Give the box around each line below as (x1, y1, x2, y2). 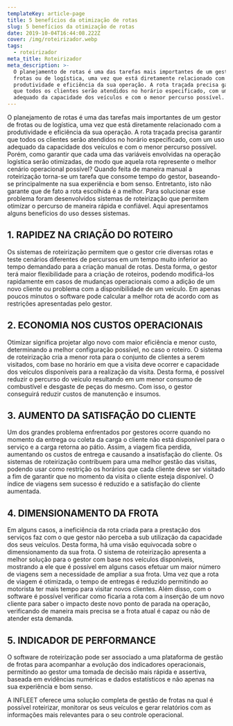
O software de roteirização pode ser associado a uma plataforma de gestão (7, 653, 223, 661)
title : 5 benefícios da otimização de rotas (7, 17, 138, 24)
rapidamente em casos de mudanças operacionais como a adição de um (7, 277, 215, 286)
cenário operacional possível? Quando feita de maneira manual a (7, 165, 193, 173)
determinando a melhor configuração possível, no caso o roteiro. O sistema (7, 345, 223, 354)
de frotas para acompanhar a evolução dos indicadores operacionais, (7, 661, 206, 669)
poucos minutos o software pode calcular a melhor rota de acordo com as (7, 292, 219, 300)
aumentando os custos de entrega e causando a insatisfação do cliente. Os (7, 450, 223, 459)
